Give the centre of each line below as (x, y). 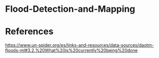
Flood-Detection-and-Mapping (70, 9)
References (29, 32)
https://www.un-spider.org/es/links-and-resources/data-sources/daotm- (79, 45)
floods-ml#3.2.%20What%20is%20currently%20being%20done (71, 51)
